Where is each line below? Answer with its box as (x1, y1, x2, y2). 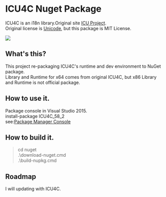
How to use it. (5, 94, 50, 103)
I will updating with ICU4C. (5, 186, 61, 192)
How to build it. (5, 133, 54, 142)
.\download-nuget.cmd (17, 152, 66, 158)
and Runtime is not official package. (5, 79, 80, 86)
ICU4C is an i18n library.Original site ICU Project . (5, 20, 107, 26)
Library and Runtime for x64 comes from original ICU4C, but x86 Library (5, 74, 157, 80)
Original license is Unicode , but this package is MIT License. (5, 25, 131, 31)
